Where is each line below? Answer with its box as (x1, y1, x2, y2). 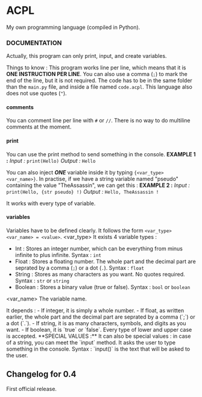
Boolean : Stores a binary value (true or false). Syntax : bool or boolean (14, 283, 191, 290)
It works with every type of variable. (6, 200, 96, 207)
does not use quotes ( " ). (6, 90, 68, 97)
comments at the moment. (6, 123, 72, 130)
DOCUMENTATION (6, 39, 62, 47)
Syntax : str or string (14, 277, 69, 284)
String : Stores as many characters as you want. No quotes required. (14, 270, 185, 278)
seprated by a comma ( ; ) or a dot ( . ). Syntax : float (14, 264, 145, 272)
